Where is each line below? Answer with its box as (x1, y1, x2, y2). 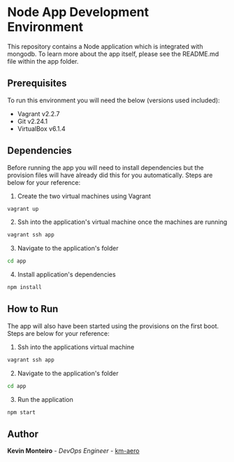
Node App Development (7, 4, 149, 20)
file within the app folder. (7, 57, 79, 65)
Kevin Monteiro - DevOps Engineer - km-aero (7, 447, 140, 455)
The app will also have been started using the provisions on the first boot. (7, 321, 219, 330)
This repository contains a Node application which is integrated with (7, 42, 203, 50)
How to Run (7, 303, 59, 315)
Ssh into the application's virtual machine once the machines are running (17, 218, 228, 226)
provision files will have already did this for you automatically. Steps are (7, 171, 213, 179)
